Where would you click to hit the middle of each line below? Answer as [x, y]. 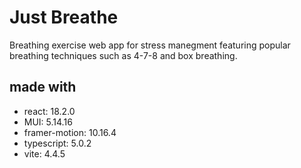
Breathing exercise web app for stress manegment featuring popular [150, 45]
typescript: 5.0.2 [57, 143]
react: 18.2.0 [49, 111]
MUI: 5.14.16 [48, 122]
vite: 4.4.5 [44, 153]
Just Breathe [64, 17]
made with [43, 87]
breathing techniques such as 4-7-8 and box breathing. [123, 55]
